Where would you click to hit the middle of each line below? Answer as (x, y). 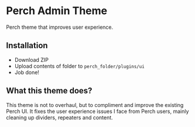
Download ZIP (31, 59)
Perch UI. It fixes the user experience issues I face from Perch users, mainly (97, 111)
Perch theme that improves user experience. (60, 27)
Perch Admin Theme (57, 11)
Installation (27, 46)
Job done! (27, 72)
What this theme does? (49, 91)
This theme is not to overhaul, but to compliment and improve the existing (95, 105)
